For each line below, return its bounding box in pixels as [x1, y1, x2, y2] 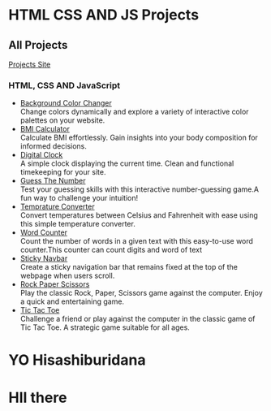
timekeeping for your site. [19, 167, 106, 177]
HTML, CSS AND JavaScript [8, 80, 120, 91]
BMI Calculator [19, 124, 71, 134]
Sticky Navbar [19, 253, 68, 263]
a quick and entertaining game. [19, 296, 124, 306]
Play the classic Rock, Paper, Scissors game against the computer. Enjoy [19, 288, 263, 298]
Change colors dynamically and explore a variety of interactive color [19, 107, 249, 117]
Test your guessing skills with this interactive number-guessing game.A [19, 184, 260, 194]
